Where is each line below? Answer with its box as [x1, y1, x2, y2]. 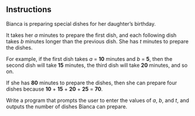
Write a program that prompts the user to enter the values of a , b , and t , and [6, 97, 189, 104]
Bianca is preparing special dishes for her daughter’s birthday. [6, 20, 156, 27]
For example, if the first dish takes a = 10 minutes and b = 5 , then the [6, 55, 173, 62]
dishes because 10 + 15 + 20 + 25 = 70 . [6, 85, 103, 93]
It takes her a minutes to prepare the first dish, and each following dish [6, 32, 177, 39]
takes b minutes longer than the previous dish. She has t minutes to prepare [6, 37, 189, 45]
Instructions [6, 5, 52, 15]
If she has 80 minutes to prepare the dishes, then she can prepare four [6, 79, 177, 86]
